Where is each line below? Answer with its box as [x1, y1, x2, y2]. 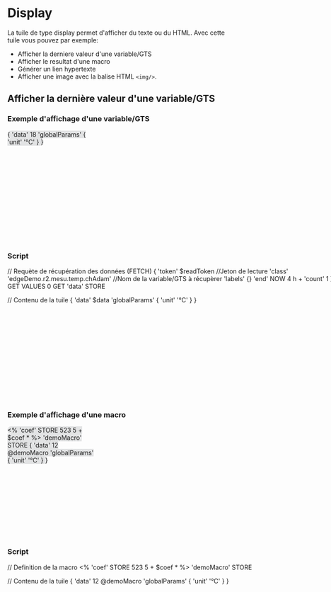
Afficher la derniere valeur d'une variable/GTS [17, 50, 152, 58]
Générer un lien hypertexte [17, 64, 96, 73]
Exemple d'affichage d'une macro [7, 409, 126, 419]
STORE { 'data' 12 [7, 441, 59, 450]
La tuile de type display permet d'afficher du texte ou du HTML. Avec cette [7, 28, 225, 37]
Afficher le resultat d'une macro [17, 57, 111, 65]
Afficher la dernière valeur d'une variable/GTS [7, 93, 216, 105]
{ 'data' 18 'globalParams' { [7, 130, 86, 139]
